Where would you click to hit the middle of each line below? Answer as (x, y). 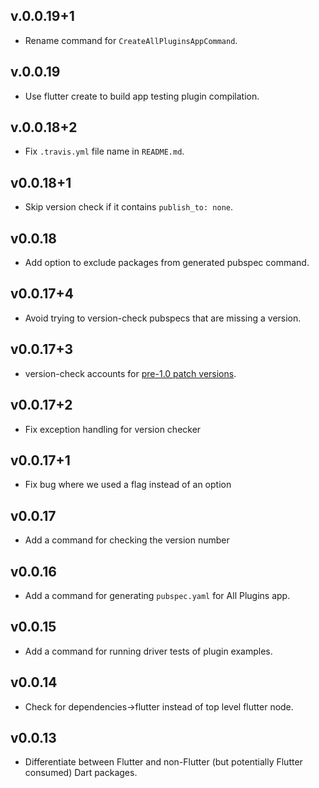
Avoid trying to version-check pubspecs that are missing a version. (163, 318)
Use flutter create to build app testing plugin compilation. (142, 96)
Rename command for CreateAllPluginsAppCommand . (131, 40)
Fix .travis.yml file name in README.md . (104, 151)
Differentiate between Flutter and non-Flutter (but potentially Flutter (163, 762)
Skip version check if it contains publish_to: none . (129, 207)
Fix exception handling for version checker (113, 429)
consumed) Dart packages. (81, 773)
